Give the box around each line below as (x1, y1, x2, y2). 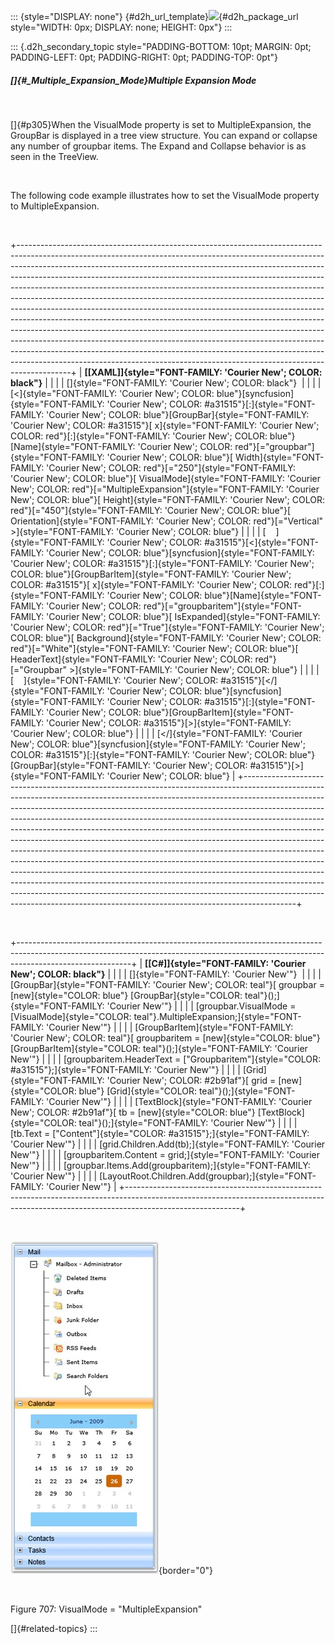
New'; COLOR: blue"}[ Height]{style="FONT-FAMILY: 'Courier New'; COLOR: (10, 493, 325, 505)
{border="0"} (158, 1564, 214, 1576)
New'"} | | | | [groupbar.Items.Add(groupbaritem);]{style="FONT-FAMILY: (10, 1159, 311, 1171)
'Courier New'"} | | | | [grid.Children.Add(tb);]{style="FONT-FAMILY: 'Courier (10, 1138, 326, 1150)
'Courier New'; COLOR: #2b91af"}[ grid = (106, 1074, 277, 1086)
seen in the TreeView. (10, 150, 99, 162)
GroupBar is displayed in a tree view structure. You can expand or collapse (10, 129, 318, 141)
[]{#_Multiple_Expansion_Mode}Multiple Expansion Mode (10, 74, 257, 86)
